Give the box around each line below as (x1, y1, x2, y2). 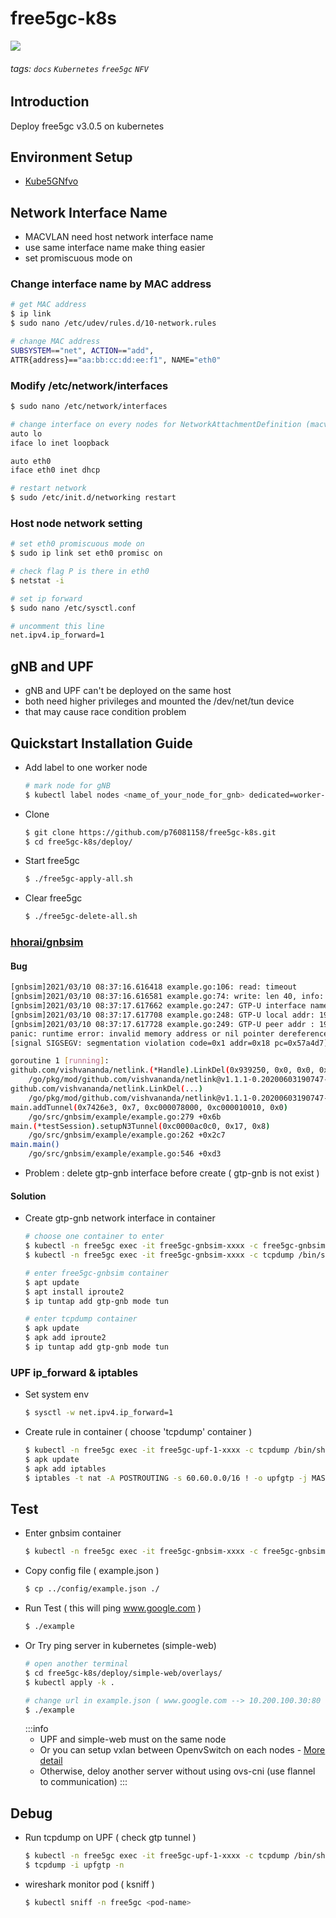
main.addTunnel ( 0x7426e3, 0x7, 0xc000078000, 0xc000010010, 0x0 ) (10, 1102, 288, 1112)
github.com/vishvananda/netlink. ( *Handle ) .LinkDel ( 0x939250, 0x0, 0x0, (10, 1065, 315, 1076)
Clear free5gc (24, 892, 83, 904)
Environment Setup (10, 148, 133, 166)
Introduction (10, 93, 90, 111)
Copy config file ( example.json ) (24, 1565, 160, 1577)
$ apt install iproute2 (24, 1287, 125, 1297)
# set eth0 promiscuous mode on (10, 539, 145, 549)
